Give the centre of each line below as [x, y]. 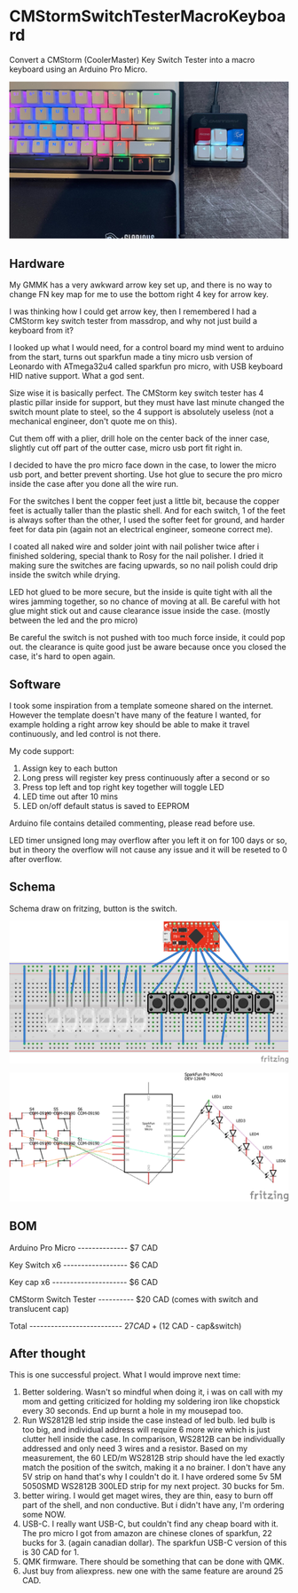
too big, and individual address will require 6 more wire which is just [146, 1430]
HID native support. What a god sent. [77, 376]
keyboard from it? [41, 331]
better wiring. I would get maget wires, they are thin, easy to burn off [147, 1495]
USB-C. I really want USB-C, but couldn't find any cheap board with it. [150, 1524]
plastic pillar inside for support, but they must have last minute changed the [147, 403]
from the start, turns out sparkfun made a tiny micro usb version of [131, 357]
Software [35, 684]
